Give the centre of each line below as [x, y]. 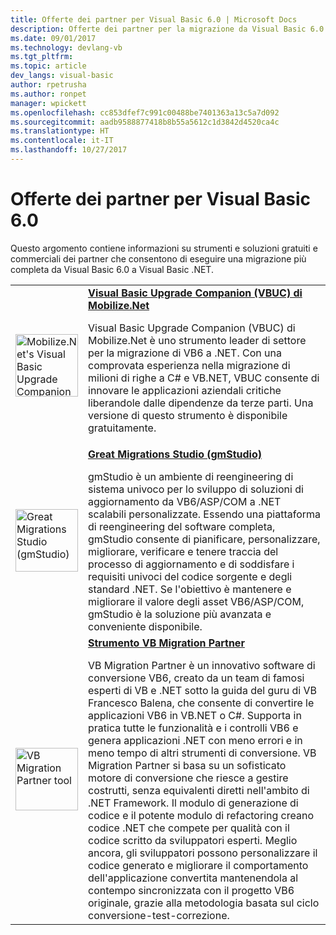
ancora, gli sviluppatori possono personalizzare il [203, 853]
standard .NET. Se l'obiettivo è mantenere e [190, 589]
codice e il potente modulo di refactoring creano [201, 815]
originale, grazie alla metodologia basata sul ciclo [204, 903]
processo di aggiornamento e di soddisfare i [191, 564]
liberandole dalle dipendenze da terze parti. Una [201, 403]
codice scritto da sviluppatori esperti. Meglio [193, 840]
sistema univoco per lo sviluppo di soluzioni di [196, 489]
